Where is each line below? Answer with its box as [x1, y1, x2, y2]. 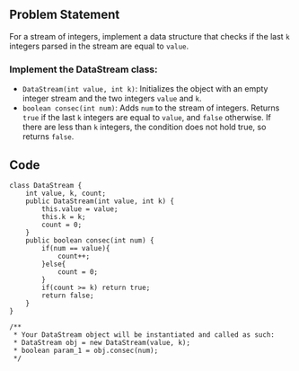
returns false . [22, 131, 75, 142]
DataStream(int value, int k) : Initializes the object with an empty [22, 84, 268, 94]
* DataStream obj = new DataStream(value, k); [13, 338, 191, 347]
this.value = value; [41, 204, 119, 214]
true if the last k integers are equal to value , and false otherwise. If [22, 112, 271, 123]
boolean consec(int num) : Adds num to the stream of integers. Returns [22, 102, 280, 113]
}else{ [41, 260, 66, 269]
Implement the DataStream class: [9, 63, 158, 75]
